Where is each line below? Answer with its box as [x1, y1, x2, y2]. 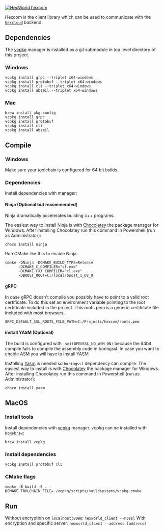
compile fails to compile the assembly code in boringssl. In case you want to [5, 346, 160, 351]
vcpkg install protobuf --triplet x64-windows [5, 80, 102, 84]
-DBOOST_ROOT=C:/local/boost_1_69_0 [18, 273, 93, 278]
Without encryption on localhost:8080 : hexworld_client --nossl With [5, 515, 146, 521]
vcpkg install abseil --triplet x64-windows [5, 88, 98, 93]
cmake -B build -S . [5, 484, 48, 489]
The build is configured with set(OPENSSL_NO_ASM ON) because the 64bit [5, 341, 152, 346]
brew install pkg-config [5, 110, 56, 115]
